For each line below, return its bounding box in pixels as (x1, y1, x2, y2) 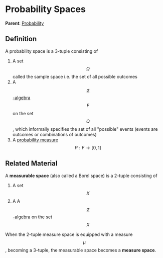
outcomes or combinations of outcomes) (12, 131, 97, 137)
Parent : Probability (5, 20, 44, 26)
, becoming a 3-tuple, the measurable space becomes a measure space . (5, 247, 156, 253)
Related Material (5, 159, 58, 168)
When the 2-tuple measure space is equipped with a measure (5, 231, 133, 237)
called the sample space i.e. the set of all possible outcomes (12, 73, 138, 79)
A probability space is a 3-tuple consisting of (5, 48, 98, 54)
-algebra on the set (12, 214, 53, 220)
